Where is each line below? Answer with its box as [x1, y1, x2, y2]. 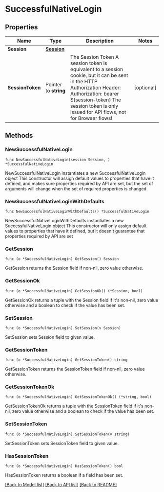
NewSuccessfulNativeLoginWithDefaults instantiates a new [5, 217, 124, 223]
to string [45, 87, 66, 94]
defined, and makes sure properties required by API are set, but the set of [5, 180, 154, 187]
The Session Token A [70, 54, 119, 60]
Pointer [45, 81, 62, 88]
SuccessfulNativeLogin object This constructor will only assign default [5, 223, 147, 229]
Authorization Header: [70, 84, 121, 91]
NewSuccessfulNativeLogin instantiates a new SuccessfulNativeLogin [5, 170, 146, 176]
